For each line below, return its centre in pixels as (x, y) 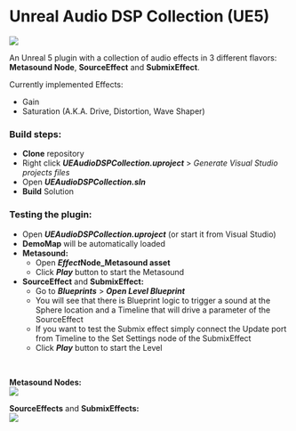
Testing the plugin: (51, 215)
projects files (46, 173)
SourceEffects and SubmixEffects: (74, 408)
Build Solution (48, 191)
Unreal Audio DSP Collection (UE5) (140, 16)
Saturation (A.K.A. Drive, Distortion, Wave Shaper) (114, 111)
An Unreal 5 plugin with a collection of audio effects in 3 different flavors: (143, 57)
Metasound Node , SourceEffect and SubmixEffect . (104, 67)
